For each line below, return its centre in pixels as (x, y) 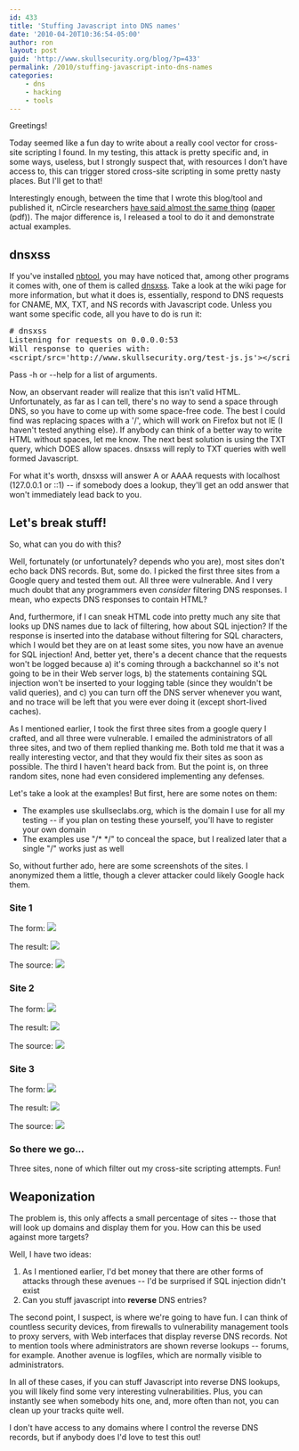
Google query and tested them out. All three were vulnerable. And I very (141, 580)
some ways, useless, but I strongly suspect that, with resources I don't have (148, 162)
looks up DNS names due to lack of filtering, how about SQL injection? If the (148, 626)
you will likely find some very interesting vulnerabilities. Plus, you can (136, 1391)
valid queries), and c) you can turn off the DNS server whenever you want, (145, 693)
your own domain (54, 829)
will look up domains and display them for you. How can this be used (135, 1228)
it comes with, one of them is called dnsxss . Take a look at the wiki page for (148, 285)
